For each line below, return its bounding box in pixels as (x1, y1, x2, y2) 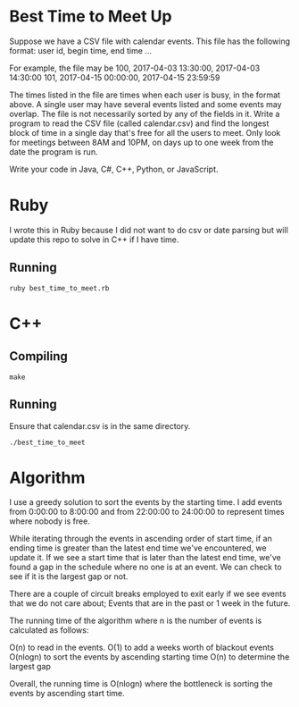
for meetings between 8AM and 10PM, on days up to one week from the (9, 137, 274, 147)
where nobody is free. (9, 516, 91, 526)
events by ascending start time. (9, 688, 125, 699)
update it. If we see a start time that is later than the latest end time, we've (9, 552, 281, 563)
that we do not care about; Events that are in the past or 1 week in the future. (9, 598, 291, 609)
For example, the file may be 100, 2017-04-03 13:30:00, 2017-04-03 (9, 63, 261, 73)
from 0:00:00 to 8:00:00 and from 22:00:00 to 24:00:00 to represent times (9, 507, 285, 518)
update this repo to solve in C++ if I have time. (9, 234, 179, 245)
